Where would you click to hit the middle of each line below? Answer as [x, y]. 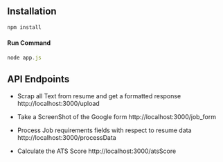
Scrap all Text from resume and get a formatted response [99, 96]
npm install [24, 27]
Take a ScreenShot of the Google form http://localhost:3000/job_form [117, 116]
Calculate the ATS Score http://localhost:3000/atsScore [97, 151]
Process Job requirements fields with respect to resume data [104, 130]
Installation [32, 11]
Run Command [29, 43]
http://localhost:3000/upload [59, 103]
